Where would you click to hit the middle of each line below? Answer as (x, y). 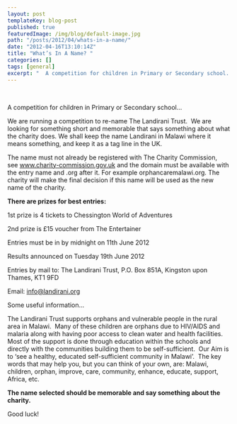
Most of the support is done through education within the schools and (109, 341)
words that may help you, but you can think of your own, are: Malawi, (108, 364)
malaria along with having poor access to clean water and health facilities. (115, 333)
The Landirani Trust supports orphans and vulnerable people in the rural (112, 318)
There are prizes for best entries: (57, 201)
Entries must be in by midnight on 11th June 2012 (79, 242)
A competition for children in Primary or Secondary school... (95, 107)
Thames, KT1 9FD (33, 277)
